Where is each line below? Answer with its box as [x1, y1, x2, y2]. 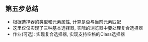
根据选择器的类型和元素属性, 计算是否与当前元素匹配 [12, 19, 121, 25]
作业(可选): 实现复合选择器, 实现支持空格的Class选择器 [12, 31, 125, 37]
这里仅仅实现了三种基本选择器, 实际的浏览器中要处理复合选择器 [12, 25, 143, 31]
